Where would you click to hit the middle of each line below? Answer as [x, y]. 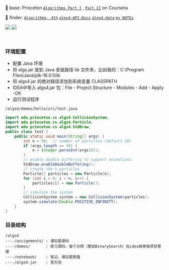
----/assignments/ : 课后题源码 [37, 241]
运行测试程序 [26, 99]
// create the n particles [52, 169]
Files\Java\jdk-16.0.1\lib [36, 75]
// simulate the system [48, 193]
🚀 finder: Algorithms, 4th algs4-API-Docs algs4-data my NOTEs [70, 17]
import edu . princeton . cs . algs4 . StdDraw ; [48, 127]
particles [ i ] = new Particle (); [66, 183]
